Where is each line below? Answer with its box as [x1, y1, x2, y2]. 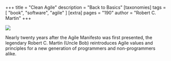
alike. [5, 51, 17, 56]
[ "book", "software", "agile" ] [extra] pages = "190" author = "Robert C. [5, 10, 156, 16]
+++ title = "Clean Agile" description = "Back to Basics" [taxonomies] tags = [5, 5, 166, 10]
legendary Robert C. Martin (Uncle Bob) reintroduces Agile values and [5, 40, 153, 46]
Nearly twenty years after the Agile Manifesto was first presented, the [5, 35, 153, 40]
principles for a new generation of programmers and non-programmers [5, 45, 156, 51]
